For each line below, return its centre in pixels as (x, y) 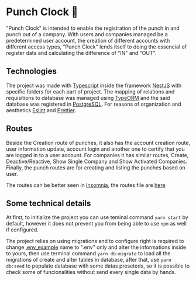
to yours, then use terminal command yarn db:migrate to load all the (88, 254)
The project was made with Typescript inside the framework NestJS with (94, 85)
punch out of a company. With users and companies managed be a (87, 34)
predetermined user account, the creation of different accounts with (88, 40)
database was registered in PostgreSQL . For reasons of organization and (94, 104)
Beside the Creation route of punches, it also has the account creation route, (98, 143)
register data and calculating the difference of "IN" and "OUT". (81, 53)
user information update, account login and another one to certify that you (96, 149)
